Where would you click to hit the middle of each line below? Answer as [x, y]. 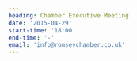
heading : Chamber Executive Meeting [68, 15]
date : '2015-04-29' [40, 23]
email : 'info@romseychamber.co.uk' [67, 45]
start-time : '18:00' [42, 30]
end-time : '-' [32, 38]
